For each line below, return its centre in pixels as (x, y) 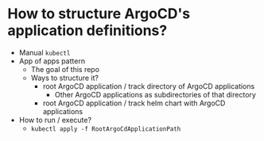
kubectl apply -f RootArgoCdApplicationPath (106, 129)
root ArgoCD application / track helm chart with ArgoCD (134, 103)
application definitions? (87, 30)
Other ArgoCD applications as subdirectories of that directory (155, 94)
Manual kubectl (45, 52)
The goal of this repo (65, 69)
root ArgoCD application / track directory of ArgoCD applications (149, 86)
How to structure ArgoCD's (99, 14)
